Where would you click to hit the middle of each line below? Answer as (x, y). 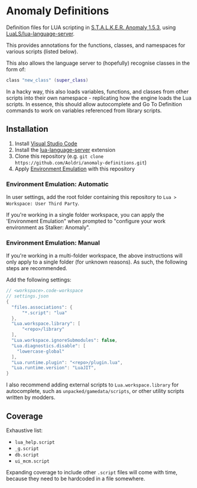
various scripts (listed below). (42, 51)
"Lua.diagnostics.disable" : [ (49, 346)
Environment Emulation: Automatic (57, 184)
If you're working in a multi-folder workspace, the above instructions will (94, 256)
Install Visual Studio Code (46, 143)
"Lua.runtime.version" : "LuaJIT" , (54, 368)
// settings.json (28, 296)
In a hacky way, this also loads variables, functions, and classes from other (98, 91)
